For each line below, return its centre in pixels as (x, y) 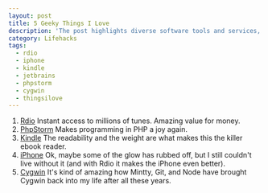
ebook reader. (43, 146)
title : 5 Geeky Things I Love (59, 23)
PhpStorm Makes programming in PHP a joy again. (103, 129)
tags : (17, 46)
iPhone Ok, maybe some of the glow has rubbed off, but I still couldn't (136, 155)
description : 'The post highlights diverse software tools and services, (135, 31)
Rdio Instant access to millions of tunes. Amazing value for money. (130, 121)
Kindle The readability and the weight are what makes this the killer (131, 138)
